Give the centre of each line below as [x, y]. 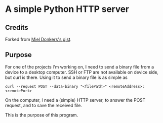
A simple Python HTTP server [67, 9]
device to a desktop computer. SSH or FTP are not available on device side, [82, 72]
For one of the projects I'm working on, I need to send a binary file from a [80, 67]
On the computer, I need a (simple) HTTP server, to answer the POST [75, 100]
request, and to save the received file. [44, 105]
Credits [17, 28]
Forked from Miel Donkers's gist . [38, 39]
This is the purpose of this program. [41, 115]
